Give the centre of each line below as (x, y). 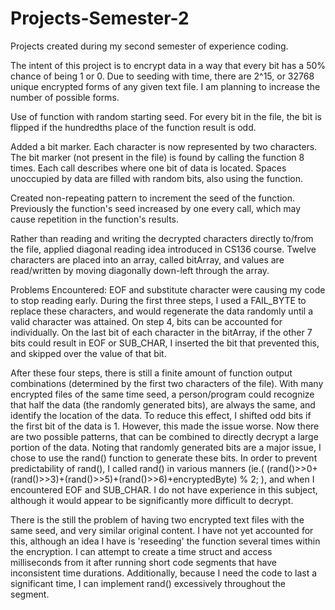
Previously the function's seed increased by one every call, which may (156, 208)
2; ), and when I (282, 479)
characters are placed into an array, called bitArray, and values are (147, 259)
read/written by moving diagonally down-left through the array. (140, 270)
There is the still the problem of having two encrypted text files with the (157, 519)
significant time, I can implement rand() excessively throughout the (148, 583)
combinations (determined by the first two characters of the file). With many (167, 383)
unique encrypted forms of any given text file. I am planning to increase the (165, 86)
